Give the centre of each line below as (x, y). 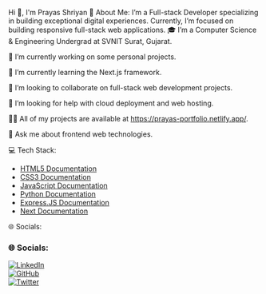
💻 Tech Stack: (32, 150)
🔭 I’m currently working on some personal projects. (92, 57)
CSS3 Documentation (56, 177)
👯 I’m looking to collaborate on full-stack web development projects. (121, 87)
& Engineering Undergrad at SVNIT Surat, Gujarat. (90, 41)
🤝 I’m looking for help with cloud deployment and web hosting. (111, 103)
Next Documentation (54, 211)
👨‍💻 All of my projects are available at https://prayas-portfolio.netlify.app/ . (129, 119)
